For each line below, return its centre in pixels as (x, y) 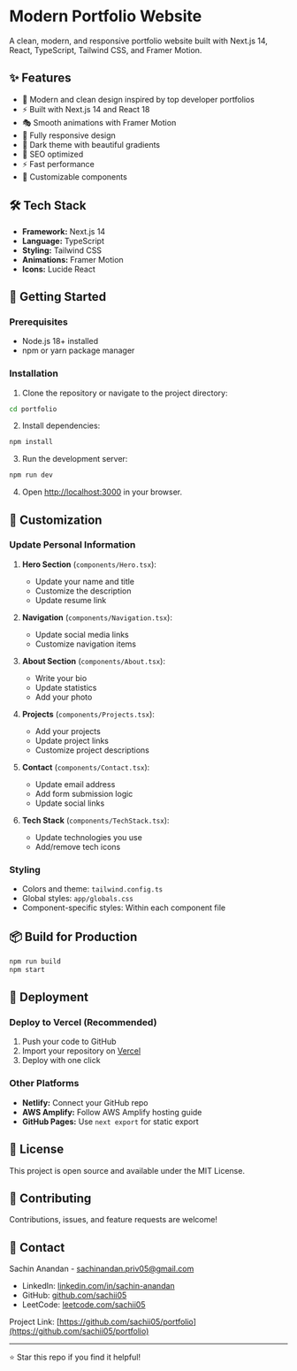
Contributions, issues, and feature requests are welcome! (114, 1220)
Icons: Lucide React (58, 269)
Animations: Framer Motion (72, 259)
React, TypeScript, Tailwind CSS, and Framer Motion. (106, 50)
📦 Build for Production (73, 936)
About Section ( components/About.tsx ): (94, 661)
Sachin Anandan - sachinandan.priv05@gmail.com (102, 1269)
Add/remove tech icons (78, 846)
